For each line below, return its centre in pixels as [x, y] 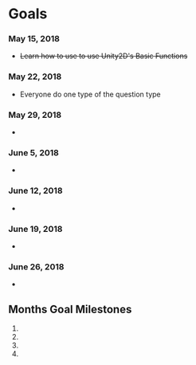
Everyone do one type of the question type [90, 94]
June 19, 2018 [35, 229]
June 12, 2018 [35, 190]
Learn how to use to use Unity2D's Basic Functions [104, 56]
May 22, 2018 [35, 77]
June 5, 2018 [34, 153]
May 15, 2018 [34, 39]
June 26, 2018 [36, 266]
